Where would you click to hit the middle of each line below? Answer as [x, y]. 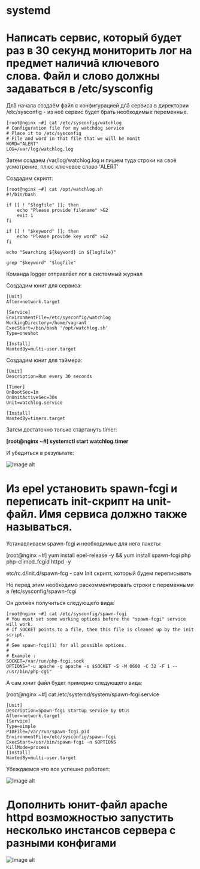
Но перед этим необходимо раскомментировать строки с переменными [100, 585]
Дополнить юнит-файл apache [87, 805]
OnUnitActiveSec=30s [32, 398]
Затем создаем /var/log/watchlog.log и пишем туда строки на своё [91, 160]
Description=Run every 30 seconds [49, 377]
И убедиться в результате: [40, 453]
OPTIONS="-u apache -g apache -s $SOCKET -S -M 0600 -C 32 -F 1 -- [92, 667]
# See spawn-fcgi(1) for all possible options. [67, 646]
